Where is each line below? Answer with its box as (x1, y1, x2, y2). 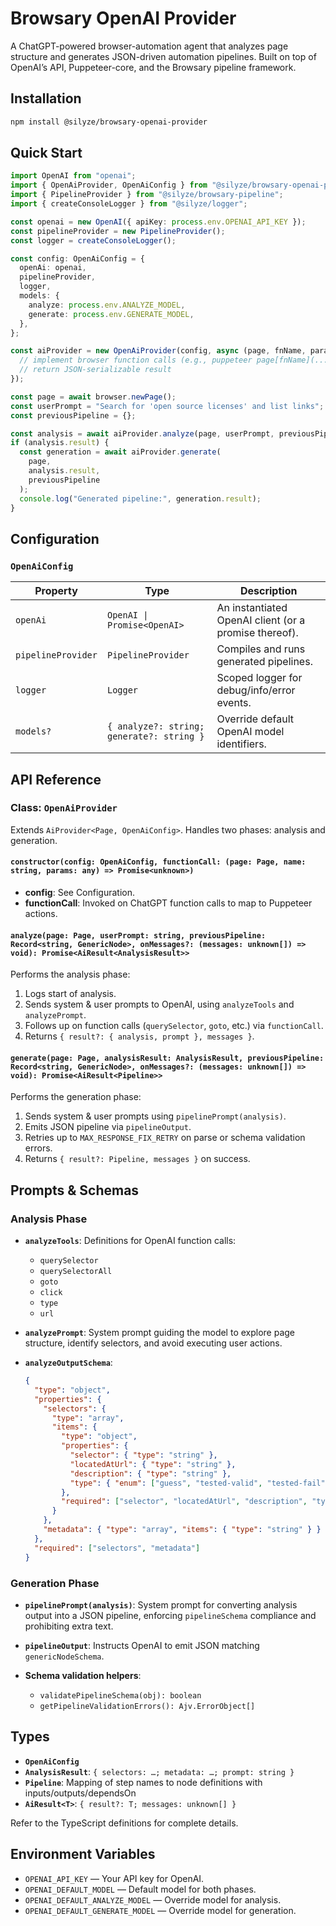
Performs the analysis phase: (10, 968, 131, 981)
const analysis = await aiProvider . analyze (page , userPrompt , (10, 428, 275, 439)
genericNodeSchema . (24, 1650, 105, 1662)
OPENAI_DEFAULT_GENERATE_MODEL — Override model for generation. (24, 1904, 297, 1916)
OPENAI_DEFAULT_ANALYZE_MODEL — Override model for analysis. (24, 1893, 282, 1906)
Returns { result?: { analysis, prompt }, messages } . (24, 1030, 255, 1042)
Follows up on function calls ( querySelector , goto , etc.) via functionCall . (24, 1020, 324, 1032)
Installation (10, 90, 82, 107)
